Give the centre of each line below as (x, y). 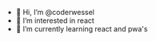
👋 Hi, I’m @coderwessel (55, 12)
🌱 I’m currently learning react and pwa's (82, 29)
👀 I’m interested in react (55, 20)
